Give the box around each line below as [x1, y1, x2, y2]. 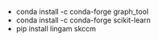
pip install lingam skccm [15, 24, 97, 33]
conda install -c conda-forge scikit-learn [15, 15, 151, 25]
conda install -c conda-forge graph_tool [15, 7, 149, 16]
